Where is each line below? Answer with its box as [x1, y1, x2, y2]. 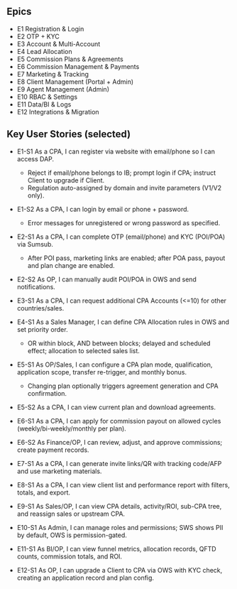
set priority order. [16, 325, 68, 333]
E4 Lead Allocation [16, 47, 72, 55]
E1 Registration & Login [16, 24, 84, 33]
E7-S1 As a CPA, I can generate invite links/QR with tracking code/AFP [16, 459, 222, 468]
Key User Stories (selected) [6, 128, 131, 141]
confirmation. [27, 389, 67, 397]
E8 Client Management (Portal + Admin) [16, 77, 134, 86]
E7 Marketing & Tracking [16, 70, 89, 78]
